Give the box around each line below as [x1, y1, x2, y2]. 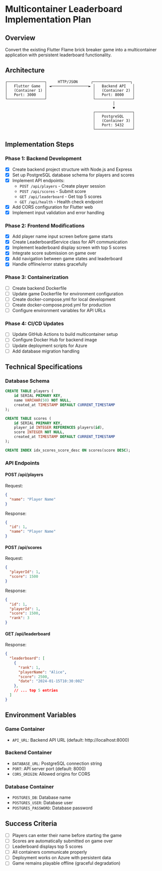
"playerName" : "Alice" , [18, 670, 67, 674]
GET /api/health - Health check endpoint [19, 198, 103, 204]
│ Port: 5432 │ [93, 122, 135, 127]
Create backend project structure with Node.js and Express [12, 166, 133, 172]
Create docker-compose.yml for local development [12, 296, 116, 302]
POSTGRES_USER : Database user [12, 800, 73, 806]
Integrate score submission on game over [12, 250, 97, 256]
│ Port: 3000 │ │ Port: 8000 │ [5, 92, 135, 97]
